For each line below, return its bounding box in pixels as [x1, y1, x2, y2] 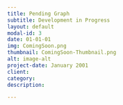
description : [7, 81, 45, 88]
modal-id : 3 [7, 29, 42, 37]
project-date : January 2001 [7, 62, 89, 69]
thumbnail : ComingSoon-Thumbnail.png [7, 49, 117, 56]
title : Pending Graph [7, 10, 70, 17]
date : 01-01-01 [7, 36, 51, 43]
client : [7, 68, 30, 75]
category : [7, 74, 36, 82]
